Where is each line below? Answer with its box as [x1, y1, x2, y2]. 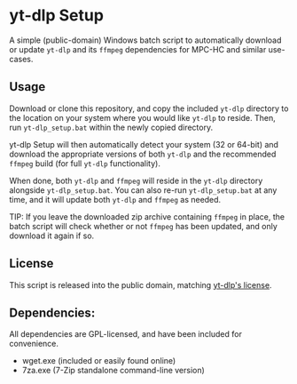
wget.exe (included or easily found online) [21, 356, 176, 366]
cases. [9, 53, 34, 64]
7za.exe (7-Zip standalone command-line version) [21, 365, 206, 376]
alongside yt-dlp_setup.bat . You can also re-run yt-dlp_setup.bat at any [9, 184, 277, 196]
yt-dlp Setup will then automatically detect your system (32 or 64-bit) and [9, 139, 279, 149]
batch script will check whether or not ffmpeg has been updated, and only [9, 220, 277, 231]
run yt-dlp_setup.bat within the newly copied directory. [9, 122, 214, 132]
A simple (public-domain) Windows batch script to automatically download [9, 35, 282, 45]
